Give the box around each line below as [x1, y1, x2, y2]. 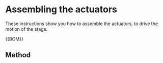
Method [5, 51, 31, 59]
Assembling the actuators [5, 4, 117, 15]
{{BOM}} [5, 36, 24, 42]
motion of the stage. [5, 26, 48, 32]
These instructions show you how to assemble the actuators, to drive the [5, 20, 158, 27]
